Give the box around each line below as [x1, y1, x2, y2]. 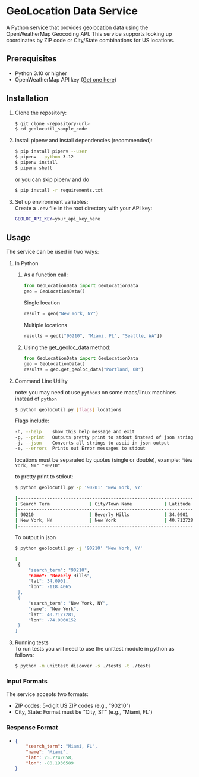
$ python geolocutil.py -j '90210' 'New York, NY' [14, 545, 143, 551]
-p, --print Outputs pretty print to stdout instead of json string [14, 434, 194, 440]
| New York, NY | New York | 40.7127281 [14, 517, 196, 524]
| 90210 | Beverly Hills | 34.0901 [14, 512, 188, 518]
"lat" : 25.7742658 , [26, 755, 74, 761]
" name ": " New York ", [28, 606, 79, 612]
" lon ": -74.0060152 [28, 617, 77, 623]
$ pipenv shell [14, 165, 53, 171]
